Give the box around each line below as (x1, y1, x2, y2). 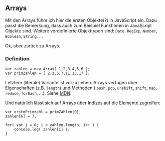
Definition (5, 55, 30, 62)
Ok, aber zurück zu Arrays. (5, 42, 61, 49)
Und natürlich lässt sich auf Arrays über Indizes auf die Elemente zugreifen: (5, 100, 161, 106)
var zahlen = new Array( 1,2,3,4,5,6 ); (5, 67, 91, 72)
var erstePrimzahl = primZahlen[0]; (5, 110, 81, 115)
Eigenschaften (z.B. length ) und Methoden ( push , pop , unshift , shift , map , (5, 85, 157, 91)
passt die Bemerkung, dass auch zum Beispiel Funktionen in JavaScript (5, 22, 152, 28)
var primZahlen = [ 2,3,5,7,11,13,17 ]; (5, 71, 91, 76)
